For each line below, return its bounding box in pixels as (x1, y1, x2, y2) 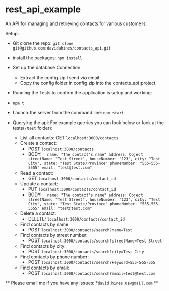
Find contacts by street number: (20, 232, 88, 238)
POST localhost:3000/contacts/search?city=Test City (27, 248, 144, 254)
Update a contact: (20, 180, 59, 187)
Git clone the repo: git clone (12, 40, 74, 46)
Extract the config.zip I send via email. (20, 74, 101, 80)
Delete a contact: (20, 210, 57, 216)
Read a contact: (20, 169, 53, 176)
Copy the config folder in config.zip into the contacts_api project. (20, 80, 157, 86)
